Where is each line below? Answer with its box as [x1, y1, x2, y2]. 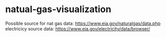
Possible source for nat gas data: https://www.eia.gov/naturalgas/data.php [5, 20, 161, 26]
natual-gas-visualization [5, 4, 111, 15]
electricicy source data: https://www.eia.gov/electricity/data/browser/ [5, 25, 150, 31]
